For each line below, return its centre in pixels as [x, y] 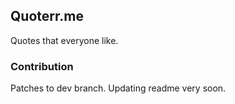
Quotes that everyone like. [64, 40]
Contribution [42, 66]
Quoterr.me [47, 16]
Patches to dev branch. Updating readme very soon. [118, 88]
